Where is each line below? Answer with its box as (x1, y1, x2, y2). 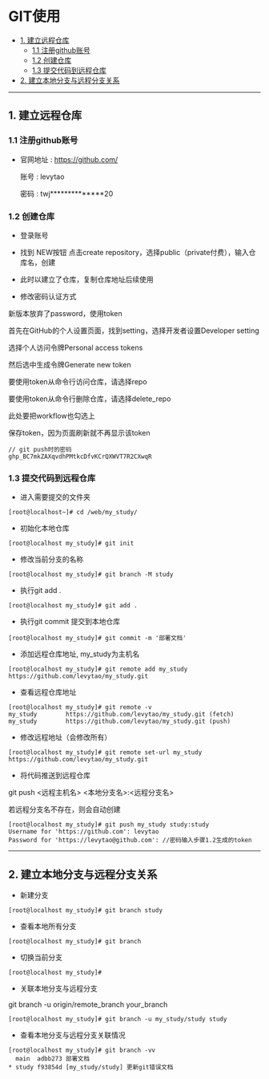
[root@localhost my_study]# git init (8, 539, 134, 548)
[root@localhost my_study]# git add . (8, 602, 138, 610)
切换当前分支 (19, 952, 62, 963)
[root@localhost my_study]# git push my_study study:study (8, 821, 210, 829)
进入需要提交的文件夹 (19, 493, 90, 502)
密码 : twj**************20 (19, 189, 114, 198)
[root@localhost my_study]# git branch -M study (8, 570, 174, 578)
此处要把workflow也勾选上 (8, 411, 95, 420)
